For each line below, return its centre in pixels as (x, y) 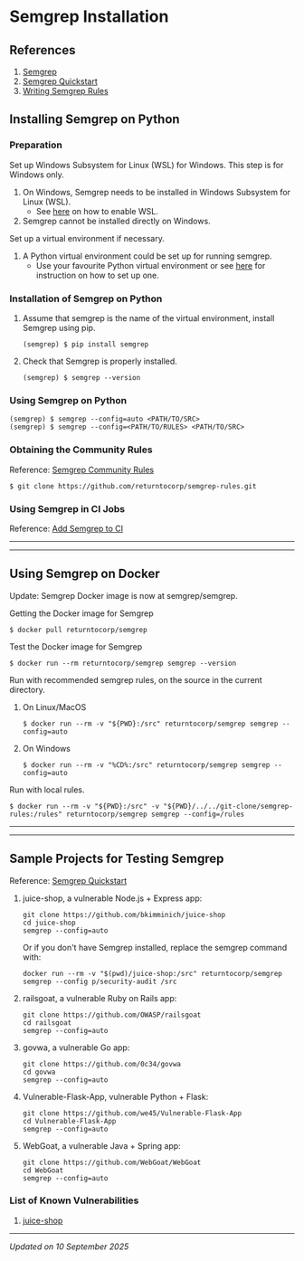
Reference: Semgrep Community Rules (82, 469)
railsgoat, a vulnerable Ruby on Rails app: (100, 998)
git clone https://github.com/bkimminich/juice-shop (124, 915)
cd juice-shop (49, 923)
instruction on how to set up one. (98, 275)
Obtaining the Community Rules (81, 450)
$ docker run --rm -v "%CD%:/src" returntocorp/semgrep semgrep (146, 765)
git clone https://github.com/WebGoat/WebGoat (112, 1162)
